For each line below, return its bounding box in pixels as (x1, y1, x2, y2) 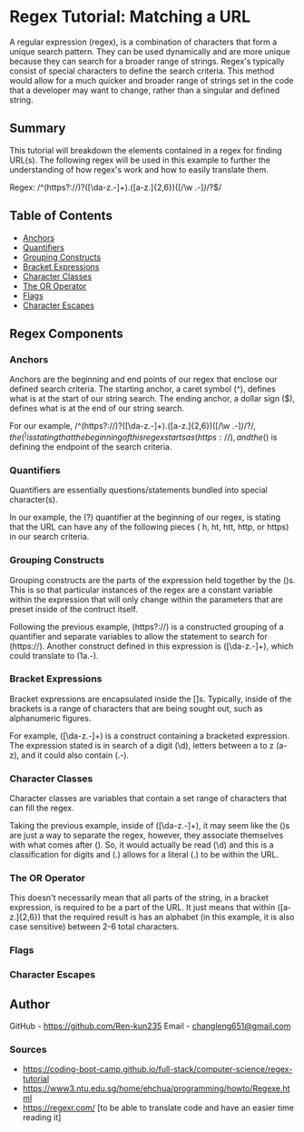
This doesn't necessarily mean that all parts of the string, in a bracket (9, 892, 270, 903)
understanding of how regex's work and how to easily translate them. (9, 164, 270, 174)
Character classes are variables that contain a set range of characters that (9, 793, 288, 804)
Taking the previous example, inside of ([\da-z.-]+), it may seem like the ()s (9, 820, 290, 831)
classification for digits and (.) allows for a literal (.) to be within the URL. (9, 849, 279, 860)
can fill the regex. (9, 802, 74, 814)
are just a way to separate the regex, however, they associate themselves (9, 829, 284, 841)
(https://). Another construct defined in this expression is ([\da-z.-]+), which (9, 640, 294, 651)
